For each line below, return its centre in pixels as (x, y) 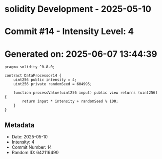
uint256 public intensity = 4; (45, 80)
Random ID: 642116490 (35, 153)
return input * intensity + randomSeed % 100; (70, 102)
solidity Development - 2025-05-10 (78, 9)
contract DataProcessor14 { (33, 76)
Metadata (20, 125)
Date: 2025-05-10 (30, 137)
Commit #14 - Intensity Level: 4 (69, 32)
